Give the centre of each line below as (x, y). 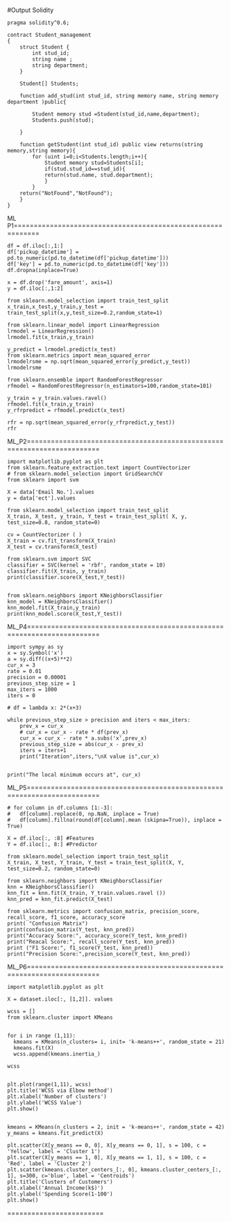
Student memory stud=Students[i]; (94, 163)
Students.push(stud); (63, 120)
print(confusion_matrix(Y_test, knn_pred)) (71, 930)
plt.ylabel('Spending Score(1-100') (60, 1194)
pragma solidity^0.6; (38, 23)
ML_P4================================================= (115, 627)
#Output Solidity (31, 10)
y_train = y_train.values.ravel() (57, 398)
